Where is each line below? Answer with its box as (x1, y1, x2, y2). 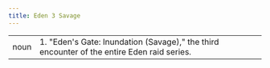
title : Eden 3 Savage (8, 11, 81, 20)
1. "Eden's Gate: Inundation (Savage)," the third (39, 36, 219, 47)
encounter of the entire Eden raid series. (39, 46, 191, 57)
